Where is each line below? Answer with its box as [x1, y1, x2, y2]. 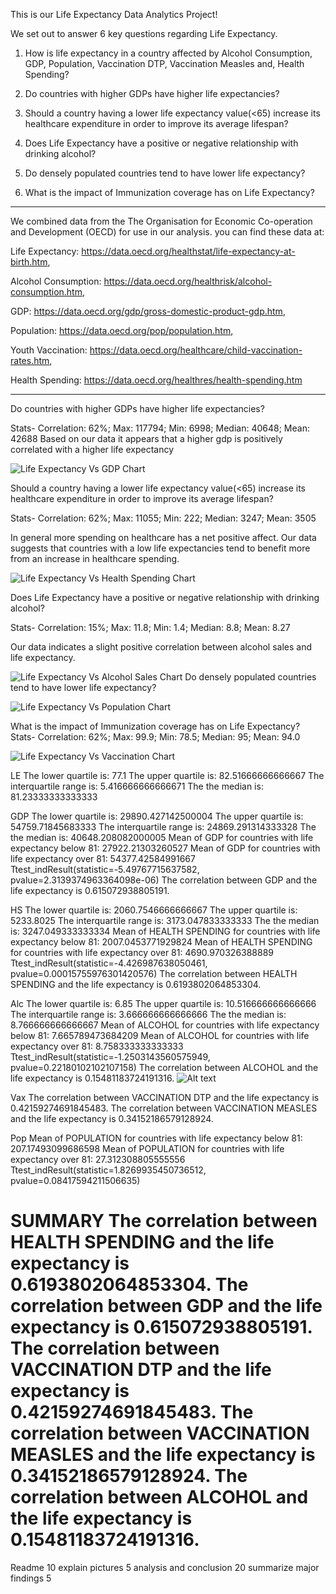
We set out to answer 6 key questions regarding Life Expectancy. [10, 28, 278, 39]
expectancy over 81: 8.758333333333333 [10, 1040, 184, 1052]
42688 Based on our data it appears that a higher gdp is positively [10, 433, 283, 444]
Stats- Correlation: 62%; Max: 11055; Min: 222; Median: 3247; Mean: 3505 [10, 512, 317, 524]
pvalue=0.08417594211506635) [10, 1175, 141, 1186]
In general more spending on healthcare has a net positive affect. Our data [10, 532, 317, 543]
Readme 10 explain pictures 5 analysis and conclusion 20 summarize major [10, 1561, 320, 1573]
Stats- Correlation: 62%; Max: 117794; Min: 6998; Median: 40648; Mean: [10, 422, 310, 434]
